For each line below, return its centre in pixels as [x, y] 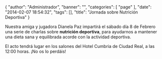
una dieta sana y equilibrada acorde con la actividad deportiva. [68, 37]
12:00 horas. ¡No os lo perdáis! [36, 51]
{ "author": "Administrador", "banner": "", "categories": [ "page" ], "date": [78, 7]
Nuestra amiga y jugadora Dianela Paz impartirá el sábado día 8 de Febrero [80, 27]
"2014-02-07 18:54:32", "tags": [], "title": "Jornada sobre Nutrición [72, 12]
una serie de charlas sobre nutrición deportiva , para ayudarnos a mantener [81, 32]
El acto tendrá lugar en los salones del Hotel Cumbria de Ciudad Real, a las [80, 46]
